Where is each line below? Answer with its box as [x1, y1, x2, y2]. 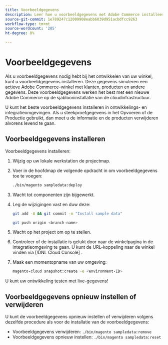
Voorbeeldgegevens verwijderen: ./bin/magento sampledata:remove [12, 329, 151, 335]
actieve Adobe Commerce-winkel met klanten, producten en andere [5, 84, 145, 90]
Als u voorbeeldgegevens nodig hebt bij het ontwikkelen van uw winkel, [5, 73, 153, 79]
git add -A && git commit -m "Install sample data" [12, 211, 122, 216]
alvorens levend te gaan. [5, 120, 56, 126]
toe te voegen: [12, 172, 42, 179]
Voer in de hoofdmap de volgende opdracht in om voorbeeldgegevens [12, 167, 157, 174]
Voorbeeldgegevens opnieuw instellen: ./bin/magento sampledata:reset [12, 334, 161, 340]
